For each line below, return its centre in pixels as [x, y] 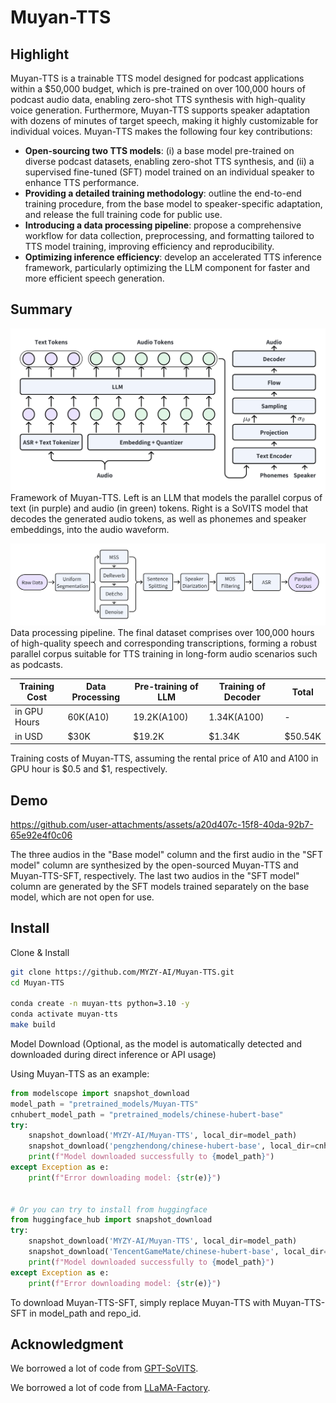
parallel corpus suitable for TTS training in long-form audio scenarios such [164, 653]
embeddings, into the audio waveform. [90, 530]
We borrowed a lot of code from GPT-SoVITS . [104, 1368]
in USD [28, 736]
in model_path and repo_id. [85, 1313]
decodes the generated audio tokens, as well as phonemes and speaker [158, 519]
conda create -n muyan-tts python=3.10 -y [100, 1004]
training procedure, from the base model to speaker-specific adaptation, [173, 204]
